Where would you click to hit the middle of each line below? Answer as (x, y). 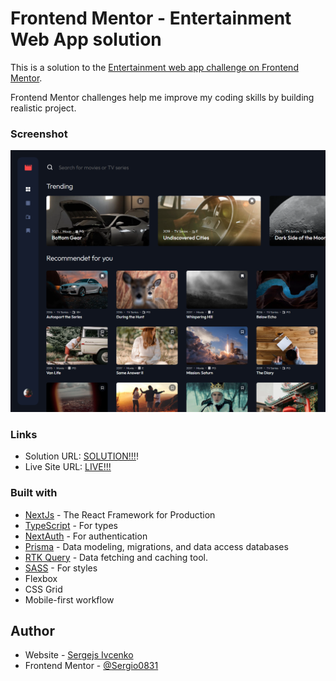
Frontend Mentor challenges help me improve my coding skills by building (162, 97)
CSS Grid (43, 589)
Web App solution (86, 39)
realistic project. (43, 108)
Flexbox (41, 578)
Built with (34, 493)
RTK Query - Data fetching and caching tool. (116, 557)
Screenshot (39, 134)
